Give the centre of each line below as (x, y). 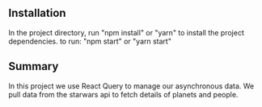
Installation (37, 13)
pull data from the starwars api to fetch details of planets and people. (123, 94)
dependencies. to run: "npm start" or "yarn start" (90, 41)
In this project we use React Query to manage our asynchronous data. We (131, 86)
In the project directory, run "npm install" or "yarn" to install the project (126, 32)
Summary (34, 66)
